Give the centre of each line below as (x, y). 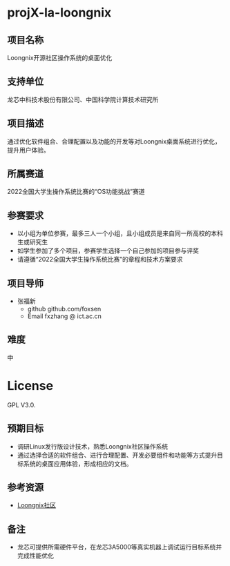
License (30, 386)
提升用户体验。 (28, 150)
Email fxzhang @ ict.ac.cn (64, 316)
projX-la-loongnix (59, 13)
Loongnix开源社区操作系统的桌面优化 (60, 58)
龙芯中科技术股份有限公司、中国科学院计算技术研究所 (83, 99)
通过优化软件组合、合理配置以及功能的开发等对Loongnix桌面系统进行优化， (114, 141)
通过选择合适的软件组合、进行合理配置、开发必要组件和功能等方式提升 (117, 455)
